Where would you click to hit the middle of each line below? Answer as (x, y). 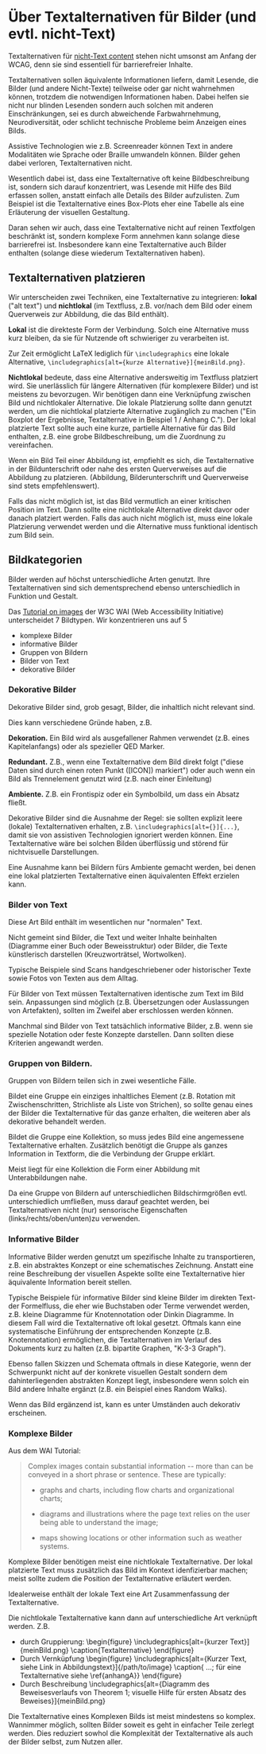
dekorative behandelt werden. (57, 1121)
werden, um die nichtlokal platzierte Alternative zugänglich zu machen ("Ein (132, 411)
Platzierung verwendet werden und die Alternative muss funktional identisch (133, 526)
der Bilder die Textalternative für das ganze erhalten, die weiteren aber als (129, 1113)
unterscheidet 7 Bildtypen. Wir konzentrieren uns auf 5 (98, 620)
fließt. (18, 802)
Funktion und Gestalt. (43, 596)
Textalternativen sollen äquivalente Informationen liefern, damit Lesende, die (133, 80)
